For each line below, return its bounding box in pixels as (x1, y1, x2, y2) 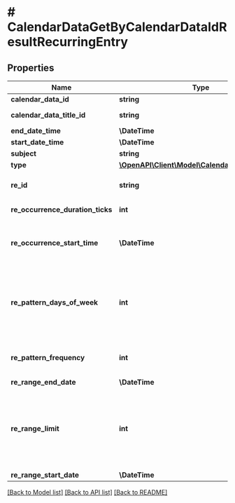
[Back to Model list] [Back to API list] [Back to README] (7, 488, 168, 496)
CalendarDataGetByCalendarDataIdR (7, 19, 227, 35)
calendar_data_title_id (10, 110, 86, 120)
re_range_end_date (10, 378, 76, 387)
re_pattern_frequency (10, 353, 85, 362)
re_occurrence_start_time (10, 238, 99, 247)
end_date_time (10, 126, 62, 135)
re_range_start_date (10, 470, 79, 480)
